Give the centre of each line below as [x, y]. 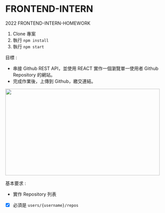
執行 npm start [29, 46]
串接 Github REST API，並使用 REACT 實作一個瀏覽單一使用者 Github [86, 68]
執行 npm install [31, 40]
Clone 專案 [24, 33]
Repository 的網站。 [34, 74]
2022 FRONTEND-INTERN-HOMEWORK [48, 23]
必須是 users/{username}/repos [45, 205]
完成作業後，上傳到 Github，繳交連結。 [54, 81]
